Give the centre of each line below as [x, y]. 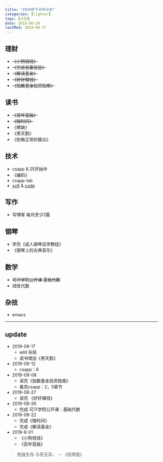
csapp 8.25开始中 [30, 169]
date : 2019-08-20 [23, 23]
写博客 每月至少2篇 [31, 215]
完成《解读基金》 [36, 426]
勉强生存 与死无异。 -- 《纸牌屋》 [50, 454]
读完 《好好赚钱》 [37, 398]
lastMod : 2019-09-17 [26, 28]
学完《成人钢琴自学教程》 [38, 244]
